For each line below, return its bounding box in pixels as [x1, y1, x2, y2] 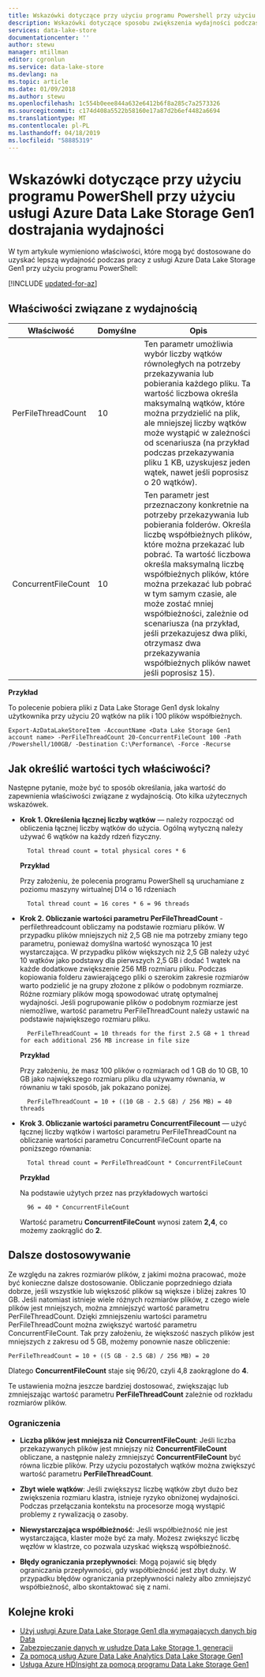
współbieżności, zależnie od [144, 608, 248, 619]
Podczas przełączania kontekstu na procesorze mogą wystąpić [19, 1502, 226, 1511]
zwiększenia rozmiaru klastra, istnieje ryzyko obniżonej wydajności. [19, 1493, 240, 1502]
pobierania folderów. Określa [144, 519, 251, 530]
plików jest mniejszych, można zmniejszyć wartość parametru [8, 1303, 210, 1312]
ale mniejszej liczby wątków [144, 418, 247, 429]
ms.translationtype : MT [8, 115, 87, 122]
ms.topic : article [8, 77, 69, 85]
